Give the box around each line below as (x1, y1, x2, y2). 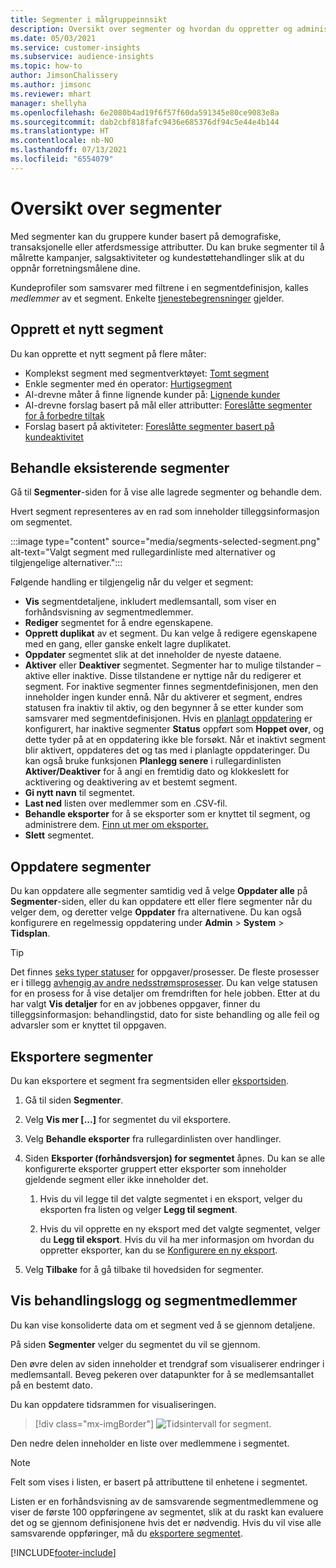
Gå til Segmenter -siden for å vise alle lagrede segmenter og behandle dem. (10, 486, 323, 498)
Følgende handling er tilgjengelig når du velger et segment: (10, 576, 254, 588)
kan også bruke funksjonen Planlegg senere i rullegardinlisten (24, 755, 282, 767)
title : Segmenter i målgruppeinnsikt (10, 14, 168, 25)
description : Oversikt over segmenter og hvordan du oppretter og (10, 24, 293, 34)
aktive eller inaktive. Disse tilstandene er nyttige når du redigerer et (24, 670, 302, 682)
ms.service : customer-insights (10, 42, 141, 53)
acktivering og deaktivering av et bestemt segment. (24, 776, 238, 788)
